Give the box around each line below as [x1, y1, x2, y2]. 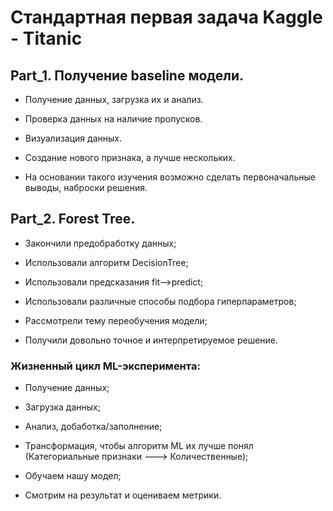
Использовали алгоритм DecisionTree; [24, 256, 189, 268]
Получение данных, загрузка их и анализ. [24, 94, 204, 105]
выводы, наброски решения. [24, 182, 148, 193]
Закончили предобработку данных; [24, 237, 177, 249]
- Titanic [10, 27, 83, 50]
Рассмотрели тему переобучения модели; [24, 314, 208, 326]
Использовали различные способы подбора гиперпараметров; [24, 295, 297, 307]
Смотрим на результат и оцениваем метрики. [24, 489, 222, 501]
